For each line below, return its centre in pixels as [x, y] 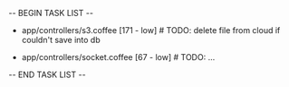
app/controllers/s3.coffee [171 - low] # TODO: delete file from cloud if [151, 30]
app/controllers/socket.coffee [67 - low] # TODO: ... [118, 57]
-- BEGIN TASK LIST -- [51, 13]
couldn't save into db [61, 40]
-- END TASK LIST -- [48, 74]
